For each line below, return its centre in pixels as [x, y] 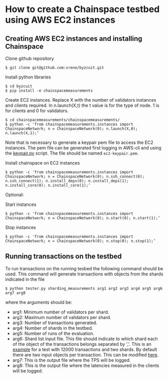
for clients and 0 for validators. [37, 111]
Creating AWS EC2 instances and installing [74, 39]
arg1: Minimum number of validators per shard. [61, 312]
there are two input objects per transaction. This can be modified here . [86, 355]
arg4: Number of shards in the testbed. [53, 328]
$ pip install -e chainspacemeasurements [49, 91]
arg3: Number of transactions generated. [55, 323]
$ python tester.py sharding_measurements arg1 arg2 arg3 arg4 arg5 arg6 [84, 288]
